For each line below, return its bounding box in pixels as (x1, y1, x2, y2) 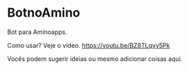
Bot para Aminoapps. (7, 28, 68, 36)
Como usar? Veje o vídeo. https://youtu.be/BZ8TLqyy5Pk (7, 41, 170, 49)
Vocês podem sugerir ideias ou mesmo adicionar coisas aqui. (7, 54, 183, 63)
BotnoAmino (7, 5, 81, 21)
